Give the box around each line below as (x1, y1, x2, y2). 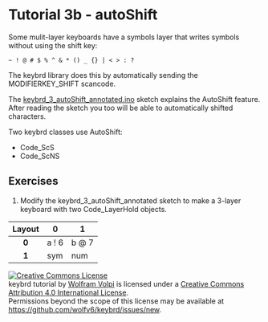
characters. (8, 111, 47, 121)
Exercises (8, 174, 59, 188)
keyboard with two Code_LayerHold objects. (19, 204, 167, 214)
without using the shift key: (8, 40, 98, 50)
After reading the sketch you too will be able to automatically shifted (8, 103, 233, 112)
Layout (12, 223, 40, 234)
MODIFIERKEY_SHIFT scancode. (8, 79, 116, 88)
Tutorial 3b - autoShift (8, 6, 158, 24)
